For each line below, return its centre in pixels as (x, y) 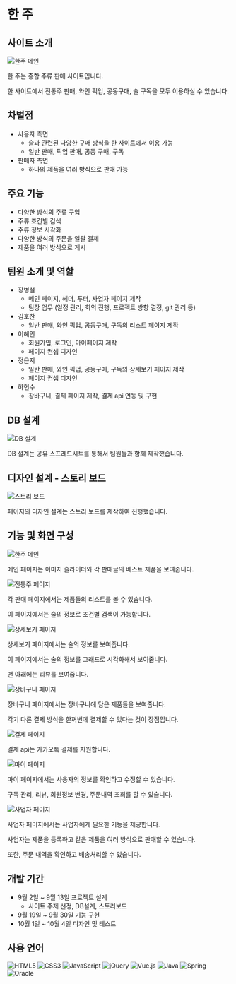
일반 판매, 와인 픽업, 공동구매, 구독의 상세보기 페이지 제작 (106, 369)
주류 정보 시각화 (39, 230)
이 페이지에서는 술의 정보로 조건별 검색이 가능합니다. (79, 614)
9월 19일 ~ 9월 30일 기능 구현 (59, 915)
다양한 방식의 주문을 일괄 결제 (58, 238)
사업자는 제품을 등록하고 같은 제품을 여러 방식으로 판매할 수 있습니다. (101, 839)
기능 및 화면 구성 (41, 536)
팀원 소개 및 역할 (41, 272)
